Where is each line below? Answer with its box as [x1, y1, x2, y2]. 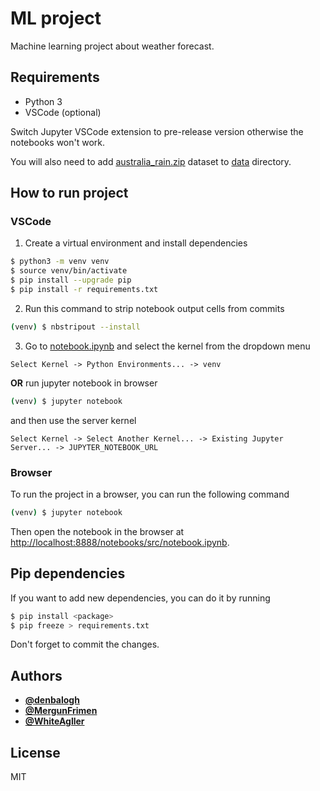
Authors [10, 667, 63, 684]
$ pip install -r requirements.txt [10, 285, 159, 295]
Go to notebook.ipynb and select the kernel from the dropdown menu [24, 340, 311, 352]
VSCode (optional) [24, 106, 102, 118]
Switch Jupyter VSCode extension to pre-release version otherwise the [10, 125, 304, 137]
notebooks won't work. [10, 136, 106, 148]
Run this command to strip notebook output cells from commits [24, 302, 285, 314]
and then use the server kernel [10, 414, 137, 426]
